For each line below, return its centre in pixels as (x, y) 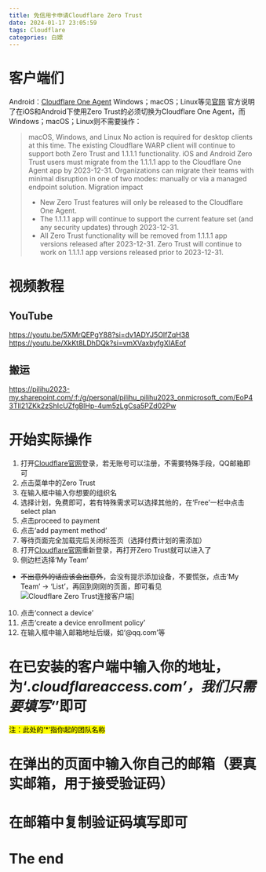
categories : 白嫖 (36, 37)
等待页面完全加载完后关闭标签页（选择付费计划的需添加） (113, 540)
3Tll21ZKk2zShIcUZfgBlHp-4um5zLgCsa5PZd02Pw (93, 406)
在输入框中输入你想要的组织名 (68, 492)
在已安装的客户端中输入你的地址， (119, 667)
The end (36, 859)
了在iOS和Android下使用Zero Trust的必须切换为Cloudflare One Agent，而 (127, 111)
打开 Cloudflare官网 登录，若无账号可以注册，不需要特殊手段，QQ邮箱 (132, 463)
